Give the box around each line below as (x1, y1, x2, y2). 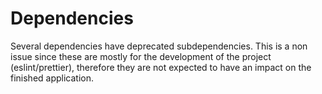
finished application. (10, 72, 95, 84)
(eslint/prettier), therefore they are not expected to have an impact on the (10, 61, 312, 73)
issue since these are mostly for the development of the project (10, 50, 272, 62)
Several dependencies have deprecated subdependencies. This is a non (10, 40, 308, 52)
